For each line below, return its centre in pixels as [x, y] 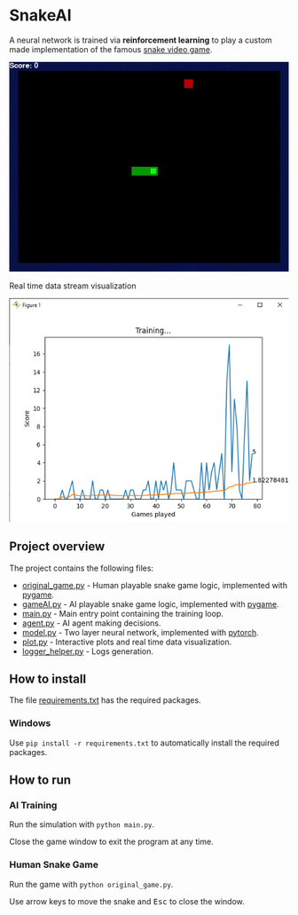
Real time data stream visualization [73, 286]
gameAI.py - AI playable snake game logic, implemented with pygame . [150, 603]
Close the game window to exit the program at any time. [112, 842]
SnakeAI [41, 16]
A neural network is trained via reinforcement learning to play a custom [141, 40]
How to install [48, 679]
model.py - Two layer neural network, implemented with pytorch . [140, 632]
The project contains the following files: [81, 568]
